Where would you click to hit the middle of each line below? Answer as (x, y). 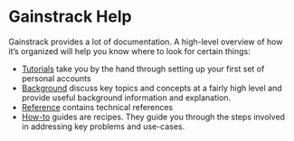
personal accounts (56, 78)
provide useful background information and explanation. (126, 98)
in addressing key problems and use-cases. (103, 126)
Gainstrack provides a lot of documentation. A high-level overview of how (146, 42)
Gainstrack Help (70, 17)
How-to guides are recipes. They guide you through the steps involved (153, 117)
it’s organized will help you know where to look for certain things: (129, 51)
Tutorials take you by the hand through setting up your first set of (143, 69)
